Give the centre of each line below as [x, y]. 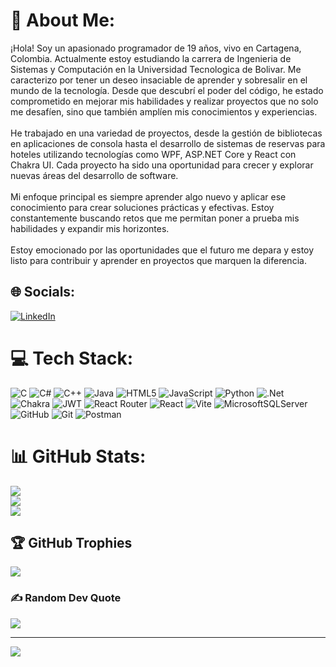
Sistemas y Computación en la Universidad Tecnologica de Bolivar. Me [156, 69]
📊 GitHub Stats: [78, 456]
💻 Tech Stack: [72, 358]
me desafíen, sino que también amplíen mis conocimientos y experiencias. [164, 111]
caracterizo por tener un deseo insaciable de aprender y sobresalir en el [159, 80]
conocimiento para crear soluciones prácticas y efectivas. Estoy [142, 207]
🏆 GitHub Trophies [71, 543]
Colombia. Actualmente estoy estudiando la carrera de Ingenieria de [151, 58]
